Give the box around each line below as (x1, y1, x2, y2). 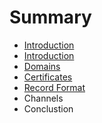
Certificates (23, 71, 73, 83)
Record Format (23, 81, 86, 93)
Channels (23, 92, 64, 104)
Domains (23, 60, 61, 72)
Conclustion (23, 102, 74, 115)
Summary (9, 6, 92, 29)
